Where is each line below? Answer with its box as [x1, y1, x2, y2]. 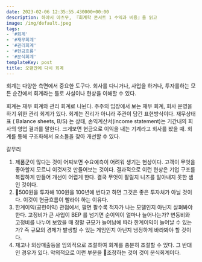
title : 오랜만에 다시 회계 [6, 65, 64, 71]
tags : [6, 25, 20, 32]
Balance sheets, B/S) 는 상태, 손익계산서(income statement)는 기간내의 [16, 118, 187, 125]
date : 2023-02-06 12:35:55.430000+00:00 [6, 8, 110, 15]
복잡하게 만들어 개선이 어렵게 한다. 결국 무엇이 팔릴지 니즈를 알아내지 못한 [14, 173, 188, 181]
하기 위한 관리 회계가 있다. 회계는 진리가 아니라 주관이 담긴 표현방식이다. [6, 110, 175, 118]
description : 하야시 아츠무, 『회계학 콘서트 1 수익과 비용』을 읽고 [6, 14, 158, 21]
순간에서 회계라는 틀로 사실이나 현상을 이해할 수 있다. [12, 90, 137, 97]
